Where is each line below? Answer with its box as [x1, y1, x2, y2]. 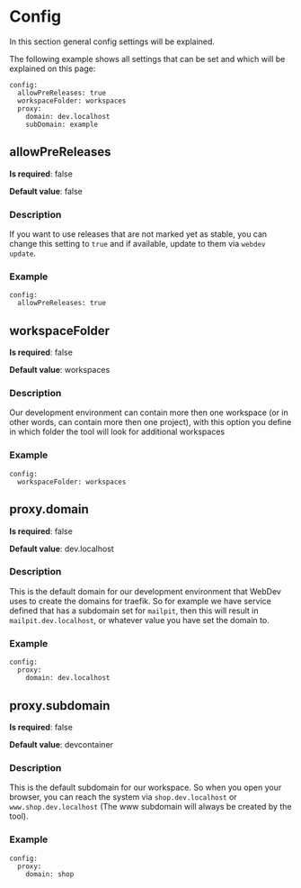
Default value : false [9, 186, 84, 196]
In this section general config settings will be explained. [9, 36, 216, 47]
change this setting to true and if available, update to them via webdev [9, 239, 266, 249]
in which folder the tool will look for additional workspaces [9, 426, 226, 438]
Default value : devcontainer [9, 738, 114, 749]
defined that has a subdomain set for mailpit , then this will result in [9, 605, 259, 616]
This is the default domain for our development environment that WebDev [9, 585, 281, 596]
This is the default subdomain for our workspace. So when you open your [9, 782, 282, 793]
